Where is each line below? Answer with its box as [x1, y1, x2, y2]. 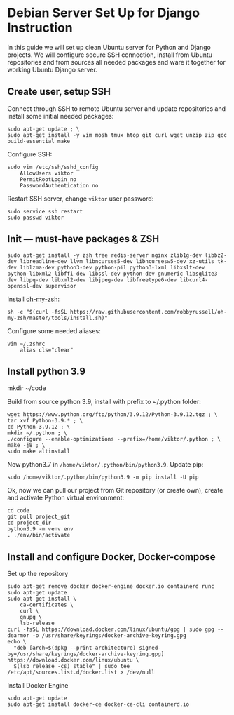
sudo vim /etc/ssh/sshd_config [7, 163, 99, 171]
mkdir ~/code [7, 384, 47, 392]
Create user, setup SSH [7, 86, 111, 98]
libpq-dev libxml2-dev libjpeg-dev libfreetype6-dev [20, 276, 177, 283]
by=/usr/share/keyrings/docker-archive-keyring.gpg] [7, 650, 165, 657]
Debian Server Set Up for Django [7, 5, 200, 21]
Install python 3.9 [7, 365, 86, 377]
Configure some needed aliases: [7, 326, 101, 335]
